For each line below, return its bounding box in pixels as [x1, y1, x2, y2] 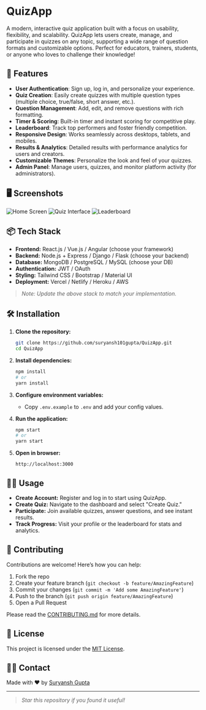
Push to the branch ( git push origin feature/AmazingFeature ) [15, 592, 174, 599]
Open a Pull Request [15, 599, 67, 606]
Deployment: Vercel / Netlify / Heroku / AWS [15, 278, 129, 286]
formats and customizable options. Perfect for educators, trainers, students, [6, 44, 199, 52]
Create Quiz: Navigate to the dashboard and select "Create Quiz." [15, 501, 182, 508]
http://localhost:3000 [15, 461, 74, 467]
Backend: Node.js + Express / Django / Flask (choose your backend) [15, 252, 189, 259]
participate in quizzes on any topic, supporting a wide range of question [6, 37, 188, 45]
